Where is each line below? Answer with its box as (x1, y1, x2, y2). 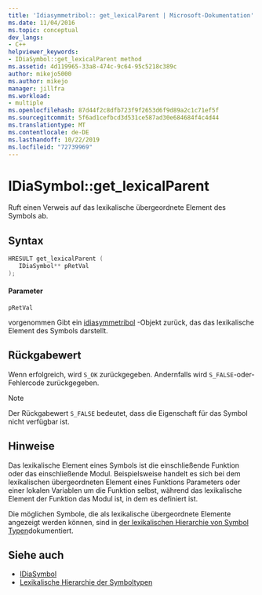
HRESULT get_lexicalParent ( (8, 255, 104, 263)
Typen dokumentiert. (8, 526, 74, 535)
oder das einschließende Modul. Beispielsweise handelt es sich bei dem (8, 468, 241, 478)
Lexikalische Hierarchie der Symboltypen (19, 578, 153, 587)
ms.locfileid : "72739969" (8, 143, 93, 151)
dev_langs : (8, 33, 44, 42)
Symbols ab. (8, 211, 49, 221)
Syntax (8, 233, 44, 248)
